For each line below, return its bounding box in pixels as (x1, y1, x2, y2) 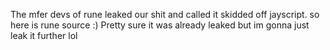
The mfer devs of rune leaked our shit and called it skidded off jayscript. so (10, 9, 320, 20)
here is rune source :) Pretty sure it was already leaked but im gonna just (10, 19, 310, 31)
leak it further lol (10, 30, 78, 41)
